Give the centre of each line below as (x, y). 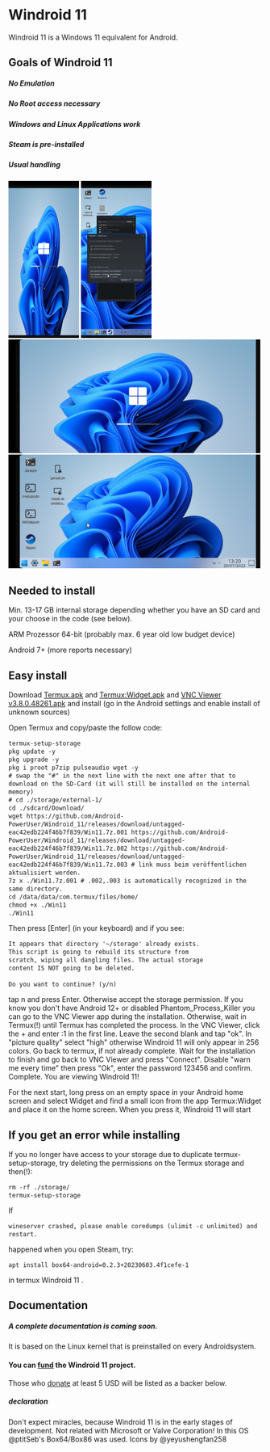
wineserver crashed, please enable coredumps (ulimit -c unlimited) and (133, 1227)
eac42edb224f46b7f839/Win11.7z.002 (68, 849)
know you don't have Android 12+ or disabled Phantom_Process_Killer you (132, 1008)
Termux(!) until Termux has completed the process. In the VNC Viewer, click (134, 1025)
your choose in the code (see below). (71, 619)
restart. (23, 1235)
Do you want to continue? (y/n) (62, 985)
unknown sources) (39, 712)
